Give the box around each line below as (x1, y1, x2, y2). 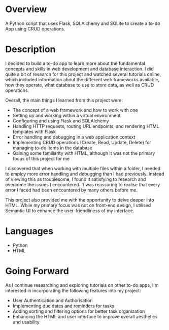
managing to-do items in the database (12, 145, 93, 151)
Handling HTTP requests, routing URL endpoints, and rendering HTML (12, 123, 159, 129)
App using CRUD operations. (5, 25, 65, 31)
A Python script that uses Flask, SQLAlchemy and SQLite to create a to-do (5, 20, 160, 26)
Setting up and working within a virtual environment (12, 112, 121, 118)
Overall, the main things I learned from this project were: (5, 97, 123, 103)
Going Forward (5, 266, 70, 277)
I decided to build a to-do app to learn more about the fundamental (5, 60, 146, 67)
